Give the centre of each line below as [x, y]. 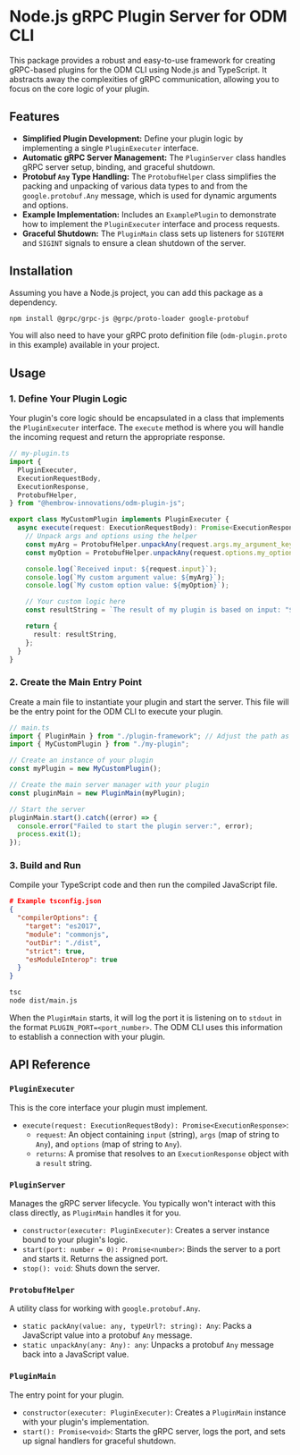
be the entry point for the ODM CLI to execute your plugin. [116, 711]
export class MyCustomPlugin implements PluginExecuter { [119, 520]
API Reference [50, 1065]
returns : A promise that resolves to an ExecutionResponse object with [162, 1153]
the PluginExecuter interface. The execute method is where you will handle [146, 427]
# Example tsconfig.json [55, 901]
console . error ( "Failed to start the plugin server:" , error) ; [135, 826]
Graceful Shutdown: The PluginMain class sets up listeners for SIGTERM [153, 233]
